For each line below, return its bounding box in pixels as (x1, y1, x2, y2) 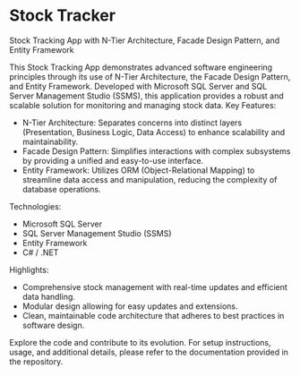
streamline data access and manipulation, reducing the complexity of (21, 174, 278, 184)
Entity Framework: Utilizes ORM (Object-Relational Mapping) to (21, 165, 255, 175)
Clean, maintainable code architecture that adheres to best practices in (21, 310, 285, 320)
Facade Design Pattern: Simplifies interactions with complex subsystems (21, 145, 291, 157)
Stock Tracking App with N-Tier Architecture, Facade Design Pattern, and (9, 35, 280, 46)
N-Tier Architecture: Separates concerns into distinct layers (21, 117, 243, 128)
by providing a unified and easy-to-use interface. (21, 155, 204, 166)
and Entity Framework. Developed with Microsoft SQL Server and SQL (9, 81, 268, 91)
